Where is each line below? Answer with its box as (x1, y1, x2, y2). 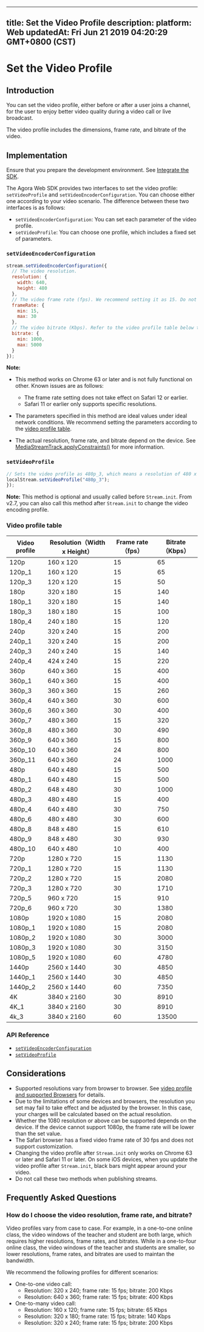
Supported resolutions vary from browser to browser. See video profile (15, 1085, 192, 1092)
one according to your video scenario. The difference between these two (6, 198, 189, 205)
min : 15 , (17, 308, 39, 314)
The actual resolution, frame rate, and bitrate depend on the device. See (15, 437, 196, 444)
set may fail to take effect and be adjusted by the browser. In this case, (15, 1104, 192, 1111)
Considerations (6, 1068, 66, 1079)
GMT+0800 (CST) (6, 37, 76, 47)
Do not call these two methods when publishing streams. (15, 1175, 158, 1182)
